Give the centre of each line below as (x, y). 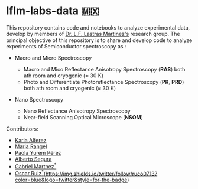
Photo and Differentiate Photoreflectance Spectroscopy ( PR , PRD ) (104, 82)
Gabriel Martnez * (35, 165)
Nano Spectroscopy (39, 99)
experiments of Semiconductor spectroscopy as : (66, 46)
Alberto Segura (33, 159)
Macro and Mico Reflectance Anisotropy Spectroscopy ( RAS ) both (104, 69)
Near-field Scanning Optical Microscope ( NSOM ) (83, 117)
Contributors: (22, 129)
